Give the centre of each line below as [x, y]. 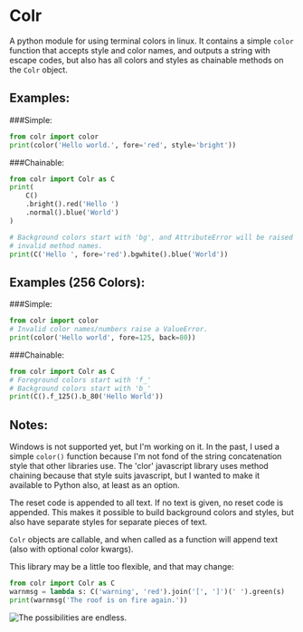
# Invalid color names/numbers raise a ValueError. [109, 330]
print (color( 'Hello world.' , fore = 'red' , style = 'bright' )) [123, 145]
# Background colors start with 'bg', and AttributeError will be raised [151, 237]
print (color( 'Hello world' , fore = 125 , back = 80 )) [103, 337]
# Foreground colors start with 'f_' [80, 380]
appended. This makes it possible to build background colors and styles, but [151, 512]
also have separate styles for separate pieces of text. [109, 522]
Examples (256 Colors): [77, 282]
